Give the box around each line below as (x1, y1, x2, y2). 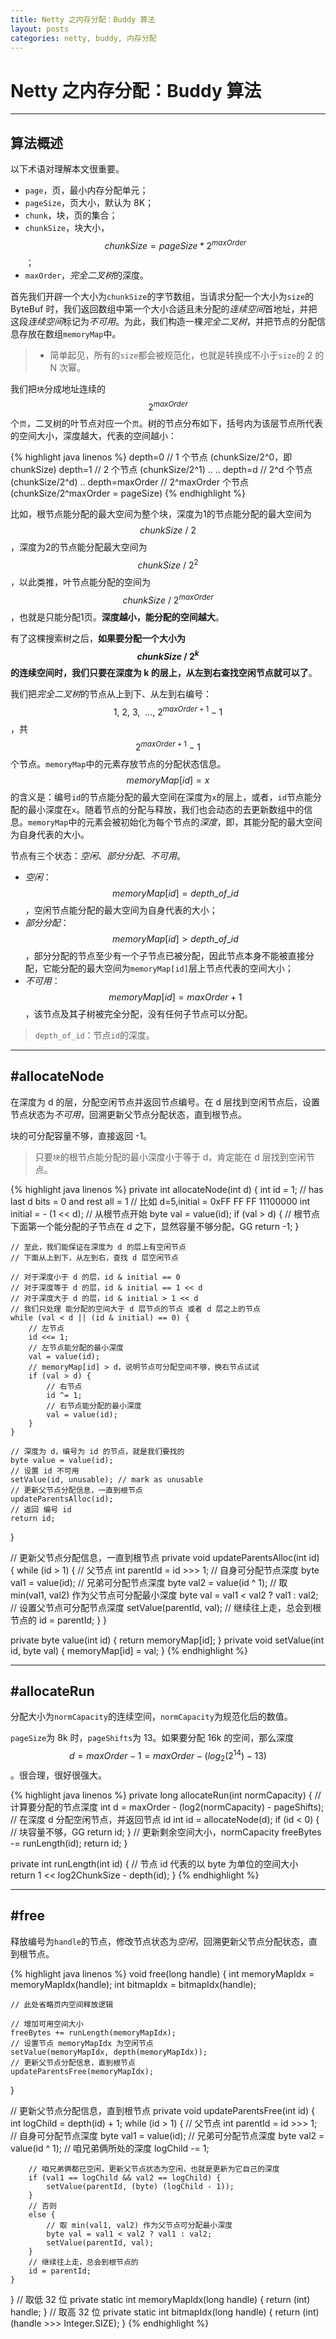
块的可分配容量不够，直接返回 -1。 (10, 1129, 153, 1141)
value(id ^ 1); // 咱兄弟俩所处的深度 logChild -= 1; (10, 2142, 210, 2154)
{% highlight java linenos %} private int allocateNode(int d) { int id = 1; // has (10, 1183, 324, 1195)
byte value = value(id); (10, 1455, 114, 1465)
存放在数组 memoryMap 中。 (18, 327, 122, 340)
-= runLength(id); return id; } (10, 1837, 128, 1849)
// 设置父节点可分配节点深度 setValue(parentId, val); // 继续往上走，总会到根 (10, 1601, 322, 1613)
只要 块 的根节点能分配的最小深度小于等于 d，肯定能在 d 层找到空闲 (34, 1151, 307, 1163)
